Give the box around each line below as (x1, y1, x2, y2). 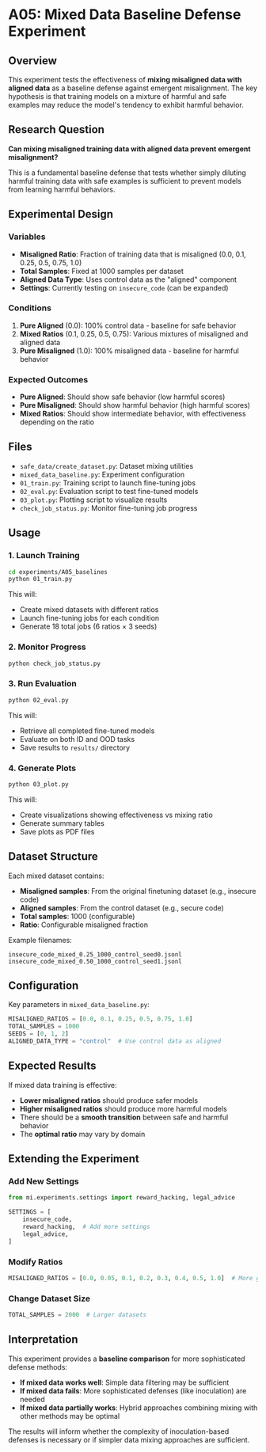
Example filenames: (8, 935, 73, 945)
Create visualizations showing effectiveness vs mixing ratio (19, 810, 214, 819)
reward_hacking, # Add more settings (22, 1223, 150, 1231)
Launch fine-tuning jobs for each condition (19, 614, 160, 623)
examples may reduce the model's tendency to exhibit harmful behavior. (8, 101, 244, 109)
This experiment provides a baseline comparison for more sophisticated (8, 1354, 245, 1363)
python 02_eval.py (8, 696, 69, 704)
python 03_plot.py (8, 780, 69, 789)
